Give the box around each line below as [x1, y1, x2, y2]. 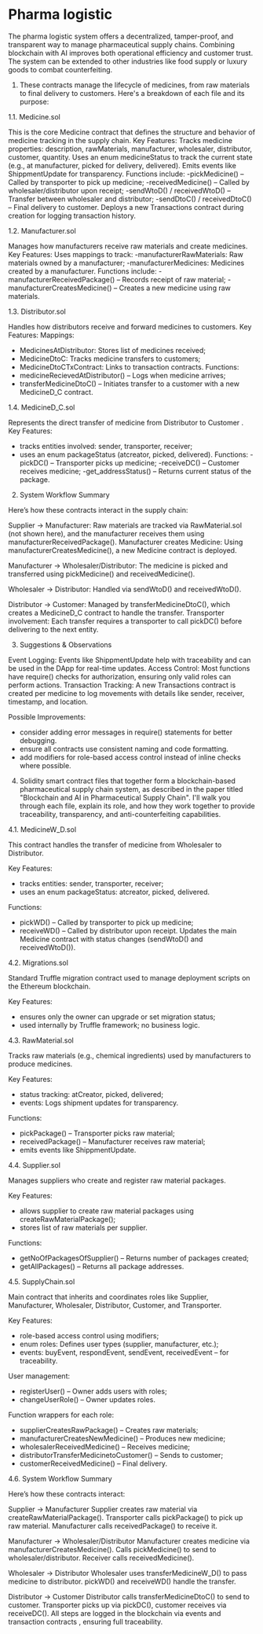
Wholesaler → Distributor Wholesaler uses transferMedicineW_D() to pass [8, 1568, 247, 1577]
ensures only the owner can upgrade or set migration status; [19, 1012, 216, 1021]
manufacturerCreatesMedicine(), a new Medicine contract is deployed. [8, 545, 237, 555]
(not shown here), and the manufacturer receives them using [8, 528, 205, 538]
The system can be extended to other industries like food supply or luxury [8, 57, 247, 66]
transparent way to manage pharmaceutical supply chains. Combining [8, 39, 236, 49]
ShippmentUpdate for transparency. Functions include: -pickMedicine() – [8, 169, 244, 178]
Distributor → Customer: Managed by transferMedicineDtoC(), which [8, 599, 230, 609]
